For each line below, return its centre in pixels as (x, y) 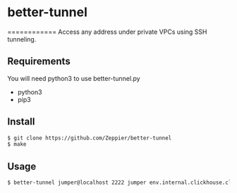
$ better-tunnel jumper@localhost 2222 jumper (77, 183)
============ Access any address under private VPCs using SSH (107, 32)
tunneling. (22, 39)
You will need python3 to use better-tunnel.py (74, 78)
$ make (17, 144)
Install (21, 122)
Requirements (39, 62)
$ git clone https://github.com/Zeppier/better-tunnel (90, 138)
